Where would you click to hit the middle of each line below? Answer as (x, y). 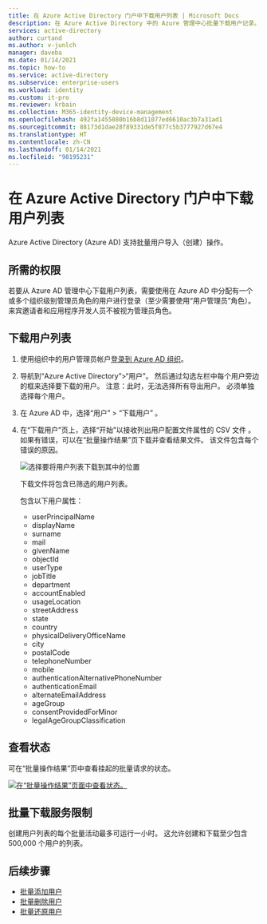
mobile (43, 669)
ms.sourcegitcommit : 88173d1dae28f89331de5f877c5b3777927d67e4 (116, 127)
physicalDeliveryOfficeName (79, 635)
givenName (51, 550)
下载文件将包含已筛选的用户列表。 (76, 483)
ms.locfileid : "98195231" (51, 157)
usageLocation (56, 601)
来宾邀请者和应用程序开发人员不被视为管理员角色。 (92, 311)
